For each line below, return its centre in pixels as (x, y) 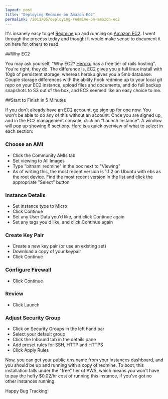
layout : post (19, 10)
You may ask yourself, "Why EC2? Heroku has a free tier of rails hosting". (81, 64)
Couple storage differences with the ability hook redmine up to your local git (84, 80)
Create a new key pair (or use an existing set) (59, 246)
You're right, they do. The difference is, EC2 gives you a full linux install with (84, 69)
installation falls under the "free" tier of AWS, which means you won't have (82, 371)
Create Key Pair (25, 235)
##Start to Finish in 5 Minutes (36, 100)
